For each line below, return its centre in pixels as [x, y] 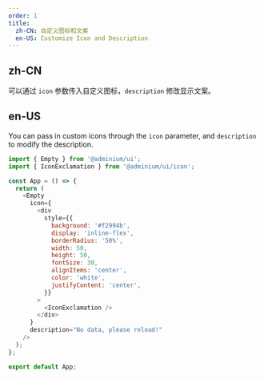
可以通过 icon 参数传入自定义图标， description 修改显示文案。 [112, 91]
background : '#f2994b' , [90, 225]
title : [19, 23]
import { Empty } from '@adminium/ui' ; [75, 159]
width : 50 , [69, 248]
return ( [30, 188]
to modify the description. [51, 144]
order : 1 [23, 16]
